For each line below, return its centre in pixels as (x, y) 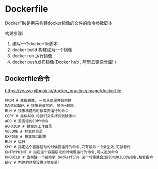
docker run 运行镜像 (32, 56)
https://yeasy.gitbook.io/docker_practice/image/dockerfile (63, 90)
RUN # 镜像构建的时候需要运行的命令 (37, 111)
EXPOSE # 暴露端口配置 (26, 136)
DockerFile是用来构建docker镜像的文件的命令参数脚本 (59, 23)
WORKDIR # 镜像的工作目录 (29, 126)
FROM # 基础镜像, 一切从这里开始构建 (38, 101)
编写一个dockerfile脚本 (35, 43)
